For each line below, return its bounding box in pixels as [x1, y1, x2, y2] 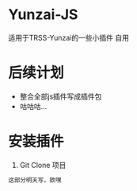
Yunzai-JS [8, 6, 78, 24]
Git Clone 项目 [19, 160, 67, 170]
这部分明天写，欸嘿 [8, 176, 62, 184]
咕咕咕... [19, 101, 48, 111]
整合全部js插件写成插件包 [19, 92, 102, 101]
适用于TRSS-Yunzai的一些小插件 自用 [8, 33, 129, 42]
